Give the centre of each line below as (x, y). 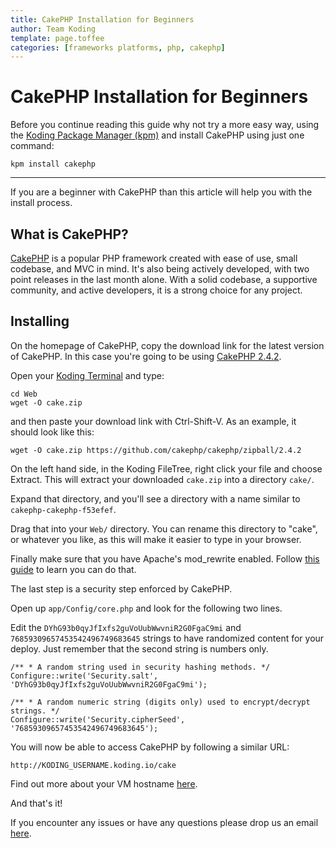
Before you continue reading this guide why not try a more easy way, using (165, 125)
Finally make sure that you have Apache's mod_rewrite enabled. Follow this (165, 558)
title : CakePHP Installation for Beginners (102, 19)
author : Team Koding (53, 29)
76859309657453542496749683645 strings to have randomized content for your (167, 638)
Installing (40, 321)
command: (32, 146)
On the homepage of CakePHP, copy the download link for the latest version (167, 345)
